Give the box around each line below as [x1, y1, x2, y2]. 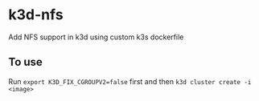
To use [8, 55, 43, 69]
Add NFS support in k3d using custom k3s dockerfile [8, 32, 184, 42]
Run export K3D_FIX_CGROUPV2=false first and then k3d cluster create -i [8, 76, 252, 86]
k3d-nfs [8, 6, 64, 24]
